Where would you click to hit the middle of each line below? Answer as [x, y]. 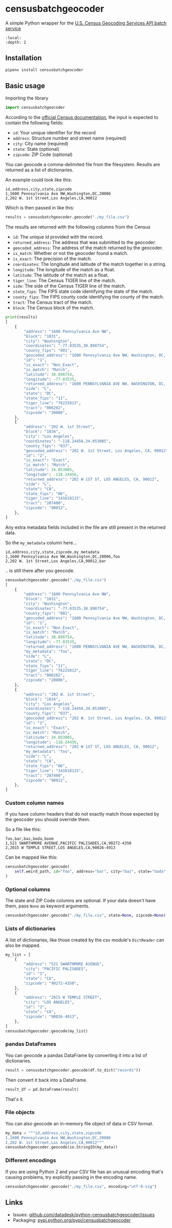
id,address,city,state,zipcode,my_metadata [52, 552]
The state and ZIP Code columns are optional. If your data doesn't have [81, 901]
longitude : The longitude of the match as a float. [64, 270]
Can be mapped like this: [31, 857]
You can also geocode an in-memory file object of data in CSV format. [79, 1123]
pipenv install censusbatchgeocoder [44, 70]
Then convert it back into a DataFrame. [47, 1080]
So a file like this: [23, 829]
